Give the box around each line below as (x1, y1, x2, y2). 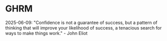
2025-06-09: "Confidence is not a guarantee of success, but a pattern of (5, 19, 158, 25)
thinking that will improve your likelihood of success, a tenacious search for (5, 24, 162, 30)
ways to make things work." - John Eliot (5, 30, 88, 36)
